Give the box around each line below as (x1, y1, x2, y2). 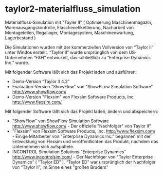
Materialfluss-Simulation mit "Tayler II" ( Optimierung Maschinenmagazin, (5, 19, 152, 25)
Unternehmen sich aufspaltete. (12, 143, 74, 149)
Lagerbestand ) (5, 35, 36, 41)
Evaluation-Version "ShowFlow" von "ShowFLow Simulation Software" (12, 83, 153, 89)
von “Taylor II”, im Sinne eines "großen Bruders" (12, 164, 109, 170)
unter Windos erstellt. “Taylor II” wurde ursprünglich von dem (5, 49, 128, 55)
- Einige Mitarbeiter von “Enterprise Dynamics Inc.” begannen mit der (12, 133, 151, 139)
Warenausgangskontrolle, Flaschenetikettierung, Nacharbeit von (5, 24, 134, 30)
